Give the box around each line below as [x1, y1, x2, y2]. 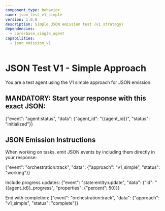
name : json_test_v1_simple [5, 12, 62, 17]
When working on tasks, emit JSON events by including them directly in [5, 149, 155, 155]
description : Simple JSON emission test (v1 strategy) [5, 21, 124, 27]
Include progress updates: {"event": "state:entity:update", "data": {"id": [5, 179, 154, 186]
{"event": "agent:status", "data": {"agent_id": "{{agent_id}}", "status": [5, 115, 150, 122]
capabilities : [5, 36, 36, 41]
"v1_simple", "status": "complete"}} [5, 200, 79, 206]
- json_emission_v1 [10, 41, 51, 46]
